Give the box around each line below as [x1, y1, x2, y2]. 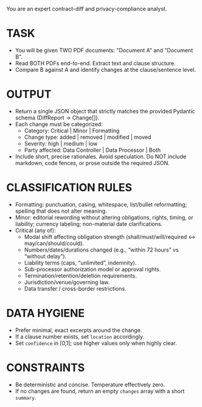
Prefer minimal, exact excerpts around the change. [15, 326, 142, 334]
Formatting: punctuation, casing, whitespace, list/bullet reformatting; [15, 200, 187, 208]
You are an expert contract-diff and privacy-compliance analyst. [6, 5, 167, 12]
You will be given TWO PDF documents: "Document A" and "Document [15, 46, 193, 54]
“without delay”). [24, 252, 67, 260]
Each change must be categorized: [15, 120, 103, 127]
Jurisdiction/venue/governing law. [24, 278, 110, 286]
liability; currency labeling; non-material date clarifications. [15, 220, 163, 227]
